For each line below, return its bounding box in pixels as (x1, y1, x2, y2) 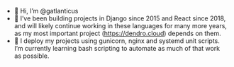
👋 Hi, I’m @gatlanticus (13, 7, 79, 15)
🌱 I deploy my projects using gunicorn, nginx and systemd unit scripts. (13, 37, 220, 45)
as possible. (13, 51, 50, 60)
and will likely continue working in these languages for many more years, (13, 22, 227, 30)
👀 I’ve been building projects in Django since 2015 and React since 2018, (13, 14, 226, 23)
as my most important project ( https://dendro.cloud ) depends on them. (13, 29, 221, 37)
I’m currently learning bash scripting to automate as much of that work (13, 44, 221, 52)
